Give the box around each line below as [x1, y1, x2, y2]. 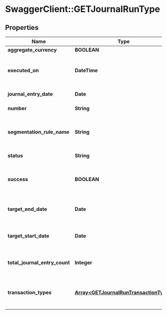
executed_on [7, 67, 39, 74]
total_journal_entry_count [7, 259, 70, 266]
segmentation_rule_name [7, 128, 70, 135]
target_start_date [7, 232, 50, 239]
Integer [74, 259, 92, 266]
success [7, 176, 28, 183]
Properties [5, 23, 39, 32]
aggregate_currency [7, 46, 57, 53]
